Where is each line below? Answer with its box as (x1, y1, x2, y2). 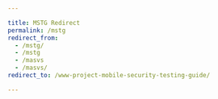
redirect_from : (7, 34, 59, 42)
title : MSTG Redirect (7, 19, 81, 27)
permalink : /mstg (7, 26, 66, 35)
